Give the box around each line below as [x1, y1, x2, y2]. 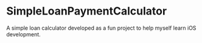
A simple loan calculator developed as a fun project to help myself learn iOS [6, 24, 197, 31]
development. [6, 30, 41, 38]
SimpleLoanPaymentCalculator [6, 4, 167, 18]
